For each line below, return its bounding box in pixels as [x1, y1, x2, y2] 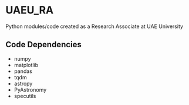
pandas [14, 68, 33, 75]
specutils [14, 92, 36, 99]
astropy [14, 80, 33, 87]
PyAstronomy [14, 86, 47, 93]
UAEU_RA [5, 3, 54, 17]
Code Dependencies [5, 40, 82, 50]
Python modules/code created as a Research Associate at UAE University [5, 23, 183, 30]
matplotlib [14, 61, 39, 68]
